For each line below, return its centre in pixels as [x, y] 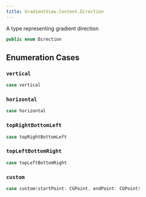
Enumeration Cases [43, 58]
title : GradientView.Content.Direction [55, 12]
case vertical [24, 85]
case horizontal [26, 111]
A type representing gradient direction [52, 28]
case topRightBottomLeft [36, 137]
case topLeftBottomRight [36, 163]
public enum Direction [34, 39]
